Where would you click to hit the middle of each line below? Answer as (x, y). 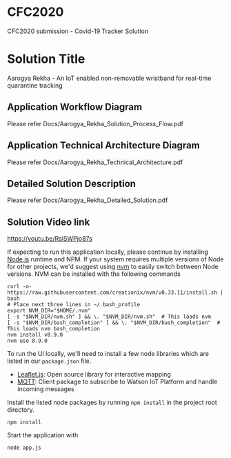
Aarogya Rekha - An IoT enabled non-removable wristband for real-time (109, 78)
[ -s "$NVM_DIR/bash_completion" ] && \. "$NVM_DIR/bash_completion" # (114, 323)
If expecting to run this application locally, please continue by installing (108, 252)
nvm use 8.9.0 (28, 341)
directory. (21, 410)
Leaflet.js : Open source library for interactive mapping (94, 375)
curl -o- (20, 287)
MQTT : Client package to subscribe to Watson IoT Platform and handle (117, 382)
